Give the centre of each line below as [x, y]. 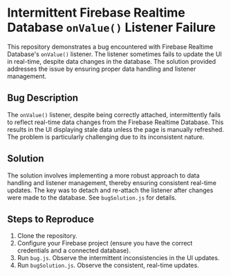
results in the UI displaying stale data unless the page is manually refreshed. [116, 129]
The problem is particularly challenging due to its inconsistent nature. [106, 137]
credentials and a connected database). [74, 250]
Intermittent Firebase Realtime [96, 13]
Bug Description [43, 98]
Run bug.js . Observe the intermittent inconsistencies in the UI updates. [118, 258]
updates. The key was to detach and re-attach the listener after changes [110, 190]
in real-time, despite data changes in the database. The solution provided [112, 61]
